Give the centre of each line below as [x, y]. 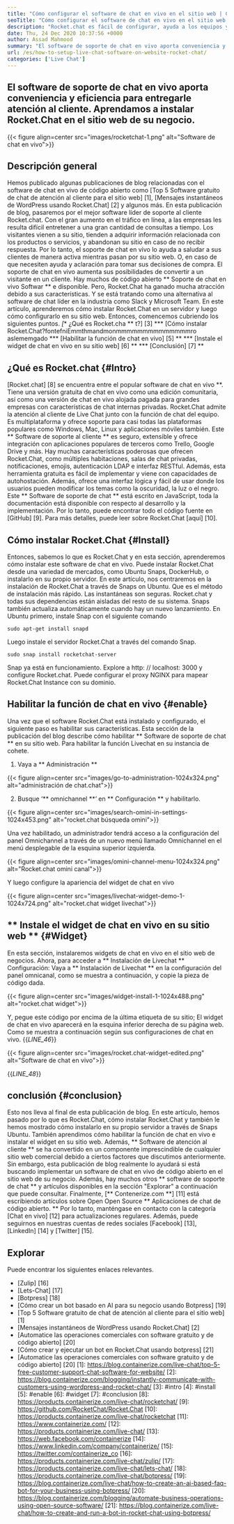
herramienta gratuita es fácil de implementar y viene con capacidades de [112, 474]
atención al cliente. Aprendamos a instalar [101, 109]
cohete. [18, 750]
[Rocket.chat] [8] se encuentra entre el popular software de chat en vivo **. [115, 385]
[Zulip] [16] [33, 1283]
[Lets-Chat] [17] [40, 1290]
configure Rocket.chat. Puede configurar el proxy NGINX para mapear [108, 675]
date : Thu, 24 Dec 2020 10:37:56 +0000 [65, 33]
